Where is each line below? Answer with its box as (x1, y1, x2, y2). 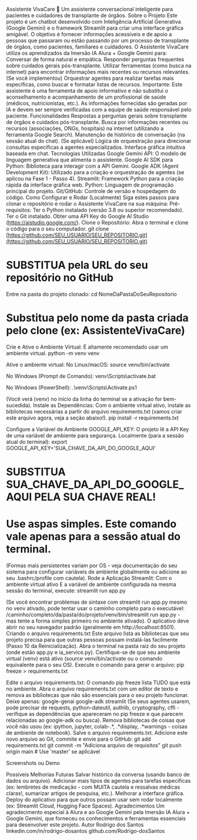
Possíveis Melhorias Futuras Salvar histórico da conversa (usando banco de (6, 771, 190, 778)
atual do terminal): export (6, 438, 68, 445)
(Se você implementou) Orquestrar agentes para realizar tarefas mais (6, 74, 174, 82)
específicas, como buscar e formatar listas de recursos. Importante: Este (6, 81, 183, 88)
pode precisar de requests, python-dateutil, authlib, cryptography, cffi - (6, 704, 179, 711)
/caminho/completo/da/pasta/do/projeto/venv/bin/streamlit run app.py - (6, 611, 181, 618)
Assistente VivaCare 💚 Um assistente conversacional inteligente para (6, 6, 173, 12)
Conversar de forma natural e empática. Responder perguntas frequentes (6, 56, 184, 63)
